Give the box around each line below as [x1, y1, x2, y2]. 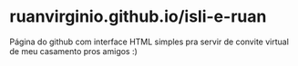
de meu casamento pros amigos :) [9, 45, 139, 56]
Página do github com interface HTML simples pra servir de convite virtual [9, 36, 290, 47]
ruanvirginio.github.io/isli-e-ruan [9, 6, 267, 27]
